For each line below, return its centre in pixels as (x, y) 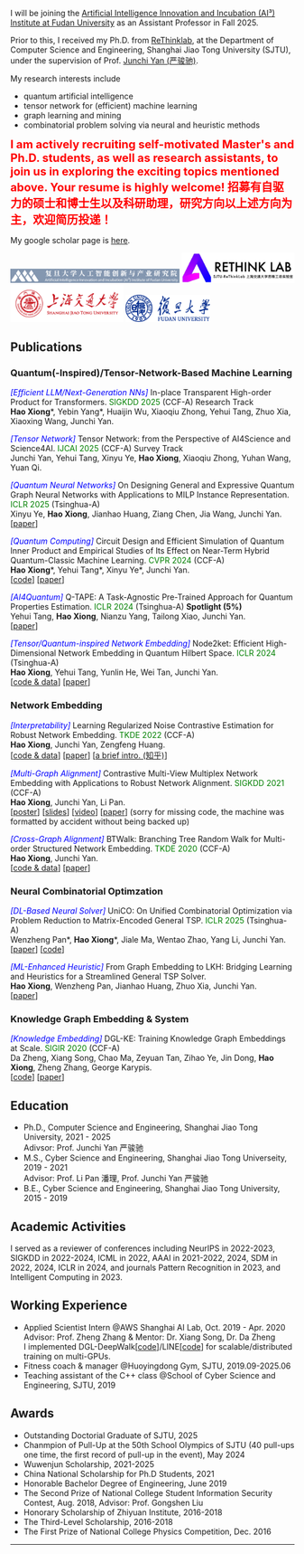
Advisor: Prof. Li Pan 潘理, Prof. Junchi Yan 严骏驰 (115, 1179)
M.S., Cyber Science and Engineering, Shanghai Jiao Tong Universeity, (155, 1158)
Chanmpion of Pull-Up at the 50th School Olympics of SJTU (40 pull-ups (159, 1445)
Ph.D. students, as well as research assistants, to (144, 158)
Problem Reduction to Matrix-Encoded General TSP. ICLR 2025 (127, 921)
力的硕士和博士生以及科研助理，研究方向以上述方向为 (151, 204)
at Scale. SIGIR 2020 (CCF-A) (65, 1048)
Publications (46, 347)
